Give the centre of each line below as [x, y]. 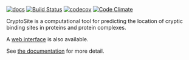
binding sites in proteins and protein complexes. [66, 28]
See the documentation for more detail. [55, 51]
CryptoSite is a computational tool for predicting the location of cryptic [95, 21]
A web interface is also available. [47, 39]
